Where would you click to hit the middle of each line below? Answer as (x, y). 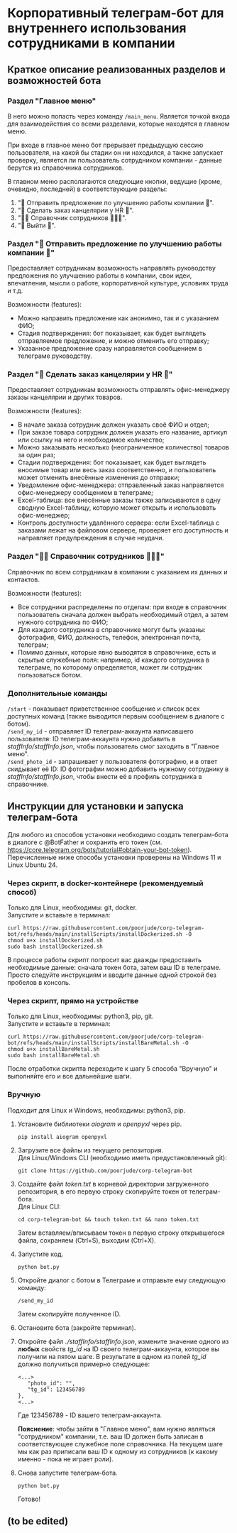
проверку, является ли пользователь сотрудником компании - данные (115, 160)
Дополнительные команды (57, 693)
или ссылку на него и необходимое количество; (91, 440)
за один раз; (36, 455)
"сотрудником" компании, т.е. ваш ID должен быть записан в (110, 1436)
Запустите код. (40, 1254)
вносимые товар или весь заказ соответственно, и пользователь (117, 470)
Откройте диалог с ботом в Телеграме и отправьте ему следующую (121, 1280)
